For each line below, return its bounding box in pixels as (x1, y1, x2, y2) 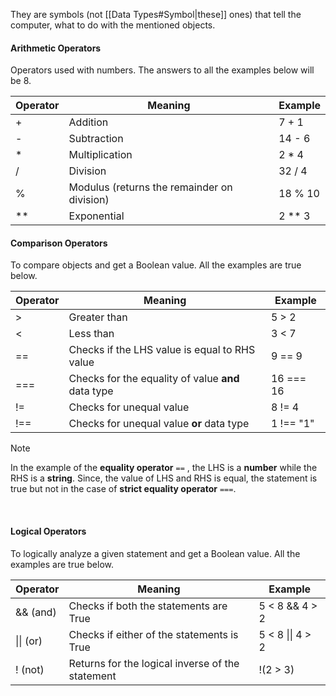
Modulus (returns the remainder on (68, 180, 233, 194)
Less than (68, 327, 115, 341)
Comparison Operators (10, 237, 108, 249)
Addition (68, 115, 109, 129)
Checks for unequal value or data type (68, 417, 250, 431)
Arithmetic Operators (10, 42, 102, 54)
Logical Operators (10, 525, 87, 537)
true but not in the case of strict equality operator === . (10, 483, 237, 495)
